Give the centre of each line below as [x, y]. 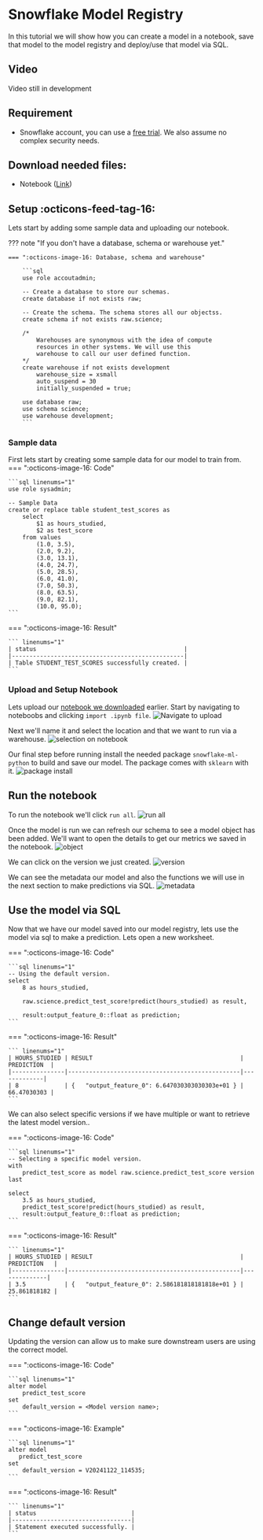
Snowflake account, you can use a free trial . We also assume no [123, 132]
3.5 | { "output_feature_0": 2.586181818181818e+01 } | [130, 1285]
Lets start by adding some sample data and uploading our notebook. [119, 228]
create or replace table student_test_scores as [89, 510]
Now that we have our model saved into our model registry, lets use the [124, 929]
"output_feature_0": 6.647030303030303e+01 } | [164, 1086]
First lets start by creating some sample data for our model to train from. [125, 460]
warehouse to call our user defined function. [114, 354]
